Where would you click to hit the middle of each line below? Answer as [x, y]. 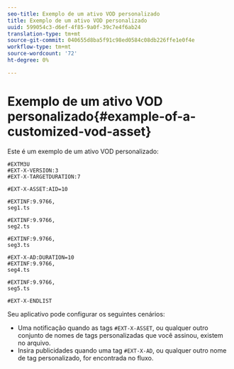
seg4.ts [19, 270]
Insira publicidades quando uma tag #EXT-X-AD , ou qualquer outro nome [122, 350]
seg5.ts [19, 288]
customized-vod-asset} [79, 131]
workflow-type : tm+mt [39, 47]
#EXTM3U [19, 164]
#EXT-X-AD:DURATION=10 [41, 257]
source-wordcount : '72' [43, 54]
